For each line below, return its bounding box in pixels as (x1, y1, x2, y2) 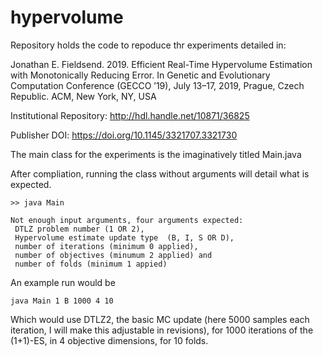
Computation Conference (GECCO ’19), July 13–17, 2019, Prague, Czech (10, 79, 305, 91)
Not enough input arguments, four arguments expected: (10, 215, 244, 225)
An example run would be (10, 276, 116, 288)
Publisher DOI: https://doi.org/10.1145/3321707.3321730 (10, 129, 238, 141)
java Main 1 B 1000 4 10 (10, 296, 114, 306)
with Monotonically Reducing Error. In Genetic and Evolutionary (10, 69, 271, 81)
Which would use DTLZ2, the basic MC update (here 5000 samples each (10, 313, 310, 325)
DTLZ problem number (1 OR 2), (14, 224, 145, 234)
